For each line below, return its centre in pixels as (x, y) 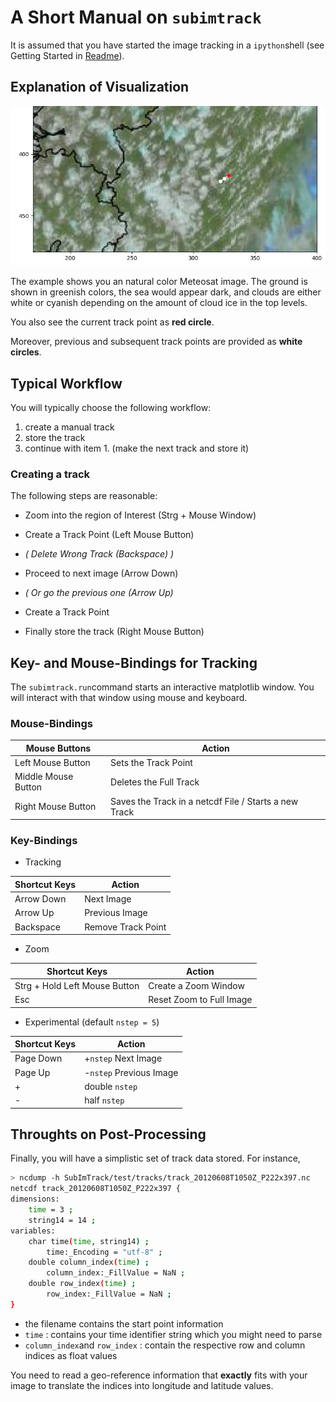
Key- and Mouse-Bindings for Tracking (134, 662)
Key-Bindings (44, 841)
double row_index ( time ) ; (82, 1284)
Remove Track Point (125, 927)
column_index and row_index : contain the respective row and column (165, 1345)
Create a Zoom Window (196, 985)
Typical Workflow (66, 383)
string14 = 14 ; (62, 1220)
